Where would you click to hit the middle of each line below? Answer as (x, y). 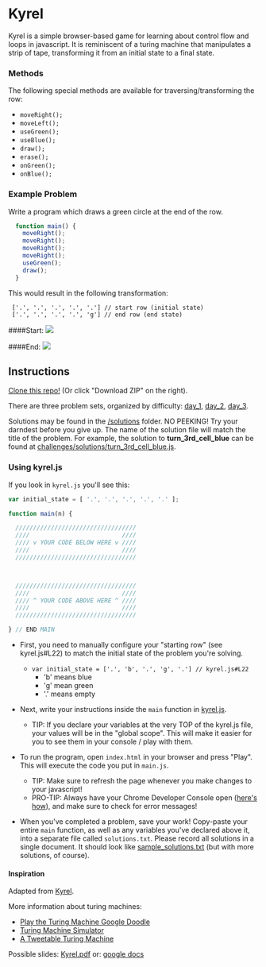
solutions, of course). (54, 856)
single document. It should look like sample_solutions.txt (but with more (137, 847)
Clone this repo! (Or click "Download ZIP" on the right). (98, 391)
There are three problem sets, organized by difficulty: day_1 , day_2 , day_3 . (128, 406)
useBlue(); (38, 141)
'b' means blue (68, 677)
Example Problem (43, 194)
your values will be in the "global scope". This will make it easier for (142, 733)
